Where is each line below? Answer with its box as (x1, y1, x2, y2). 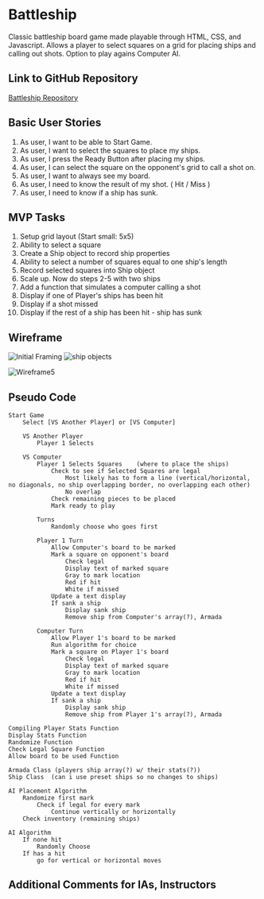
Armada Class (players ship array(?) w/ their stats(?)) (8, 766, 201, 774)
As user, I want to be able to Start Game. (19, 137, 153, 146)
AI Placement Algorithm (8, 787, 87, 795)
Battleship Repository (8, 93, 79, 103)
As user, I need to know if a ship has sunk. (19, 188, 159, 197)
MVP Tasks (8, 211, 66, 224)
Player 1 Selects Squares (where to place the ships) (37, 460, 229, 468)
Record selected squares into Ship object (19, 265, 155, 275)
